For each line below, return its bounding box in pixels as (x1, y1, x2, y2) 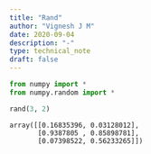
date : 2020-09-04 (9, 30, 75, 39)
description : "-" (9, 38, 75, 48)
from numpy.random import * (9, 87, 116, 97)
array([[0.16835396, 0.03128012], (9, 121, 140, 130)
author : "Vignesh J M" (9, 22, 95, 31)
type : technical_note (9, 47, 91, 56)
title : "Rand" (9, 13, 63, 23)
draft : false (9, 55, 59, 64)
